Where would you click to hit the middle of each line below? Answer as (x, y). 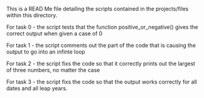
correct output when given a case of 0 (54, 33)
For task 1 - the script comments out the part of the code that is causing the (101, 45)
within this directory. (32, 15)
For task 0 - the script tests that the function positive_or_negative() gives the (102, 27)
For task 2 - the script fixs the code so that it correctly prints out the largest (101, 64)
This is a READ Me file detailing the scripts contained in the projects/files (97, 9)
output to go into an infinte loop (46, 52)
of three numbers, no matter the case (53, 70)
